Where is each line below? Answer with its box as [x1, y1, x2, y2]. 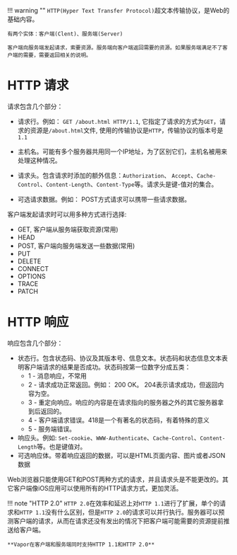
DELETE [17, 257, 42, 265]
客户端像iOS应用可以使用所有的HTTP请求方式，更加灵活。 [13, 484, 183, 492]
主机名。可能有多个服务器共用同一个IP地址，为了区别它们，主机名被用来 [17, 147, 228, 156]
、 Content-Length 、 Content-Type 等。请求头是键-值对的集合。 [39, 180, 218, 188]
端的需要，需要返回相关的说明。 [12, 52, 92, 59]
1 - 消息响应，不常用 [28, 371, 87, 380]
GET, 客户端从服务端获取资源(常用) [17, 225, 119, 234]
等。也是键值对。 [36, 442, 87, 451]
